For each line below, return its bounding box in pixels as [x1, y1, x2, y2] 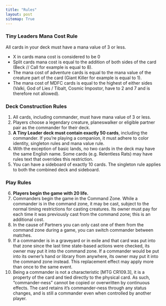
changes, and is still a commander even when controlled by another [12, 290, 152, 296]
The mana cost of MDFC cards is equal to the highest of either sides [12, 80, 153, 86]
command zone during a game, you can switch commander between [12, 227, 154, 233]
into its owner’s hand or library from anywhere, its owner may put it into [12, 254, 159, 259]
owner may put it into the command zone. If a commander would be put [12, 248, 159, 254]
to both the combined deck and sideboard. [12, 166, 100, 172]
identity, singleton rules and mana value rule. [12, 140, 105, 146]
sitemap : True [5, 16, 35, 21]
